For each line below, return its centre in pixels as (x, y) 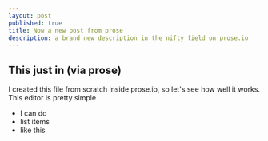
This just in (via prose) (65, 70)
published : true (35, 23)
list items (35, 122)
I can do (33, 113)
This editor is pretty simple (52, 98)
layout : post (30, 16)
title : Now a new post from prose (66, 30)
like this (32, 130)
